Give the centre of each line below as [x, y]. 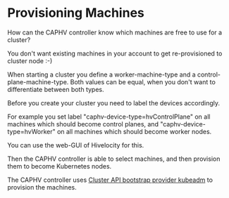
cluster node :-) [30, 60]
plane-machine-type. [38, 81]
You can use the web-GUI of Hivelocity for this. [76, 145]
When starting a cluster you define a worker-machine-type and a [101, 74]
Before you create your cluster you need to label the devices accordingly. [114, 103]
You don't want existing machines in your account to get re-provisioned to [115, 53]
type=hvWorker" [31, 131]
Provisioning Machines [76, 13]
